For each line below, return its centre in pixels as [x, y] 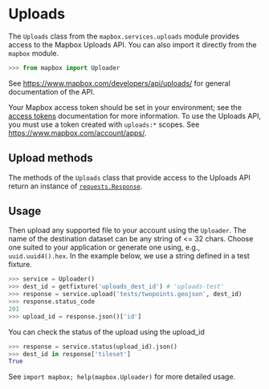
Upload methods [51, 158]
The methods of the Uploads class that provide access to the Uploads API [129, 177]
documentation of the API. [51, 91]
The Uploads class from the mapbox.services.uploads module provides [124, 36]
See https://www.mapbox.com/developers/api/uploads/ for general [119, 83]
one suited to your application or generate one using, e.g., [104, 247]
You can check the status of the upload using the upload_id [106, 332]
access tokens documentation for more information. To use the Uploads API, [135, 115]
